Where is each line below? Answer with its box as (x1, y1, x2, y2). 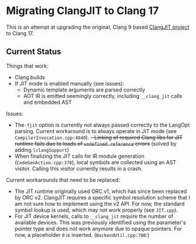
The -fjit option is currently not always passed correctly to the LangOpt (14, 121, 190, 128)
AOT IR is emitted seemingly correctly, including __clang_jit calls (23, 92, 183, 99)
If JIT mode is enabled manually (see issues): (14, 80, 124, 87)
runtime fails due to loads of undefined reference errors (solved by (14, 140, 177, 147)
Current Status (6, 47, 62, 57)
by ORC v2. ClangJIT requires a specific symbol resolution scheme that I (14, 194, 191, 201)
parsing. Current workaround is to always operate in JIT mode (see (14, 127, 177, 134)
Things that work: (6, 62, 49, 69)
